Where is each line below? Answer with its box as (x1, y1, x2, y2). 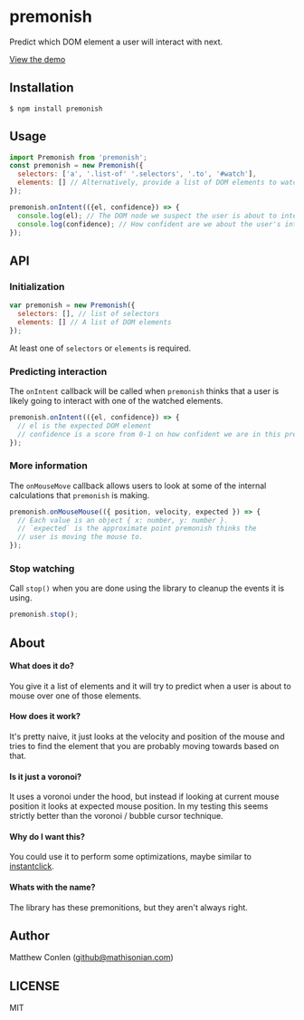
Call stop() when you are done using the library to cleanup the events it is (9, 582, 285, 594)
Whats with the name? (9, 881, 96, 893)
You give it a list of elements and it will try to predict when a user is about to (9, 680, 291, 691)
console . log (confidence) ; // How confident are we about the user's (17, 219, 281, 228)
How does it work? (9, 711, 81, 722)
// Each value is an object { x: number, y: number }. (17, 515, 229, 524)
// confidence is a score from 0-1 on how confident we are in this (17, 429, 281, 438)
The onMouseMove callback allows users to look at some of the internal (9, 480, 267, 491)
